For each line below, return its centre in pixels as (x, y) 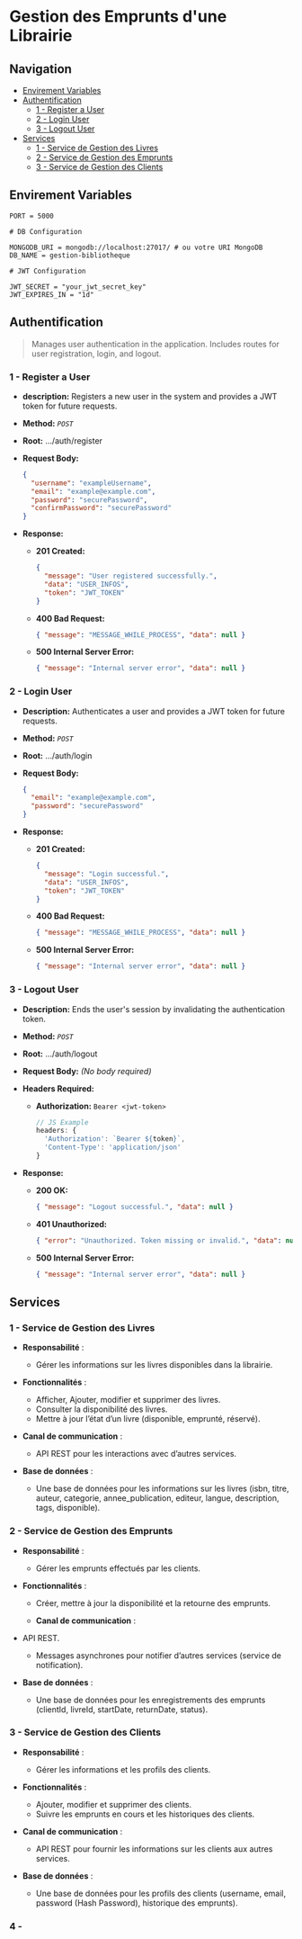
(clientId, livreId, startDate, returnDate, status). (122, 1709)
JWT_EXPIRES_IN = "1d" (52, 294)
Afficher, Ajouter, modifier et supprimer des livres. (128, 1400)
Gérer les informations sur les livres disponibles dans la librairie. (154, 1365)
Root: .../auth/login (57, 755)
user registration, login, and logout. (96, 354)
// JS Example (62, 1122)
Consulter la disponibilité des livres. (102, 1409)
